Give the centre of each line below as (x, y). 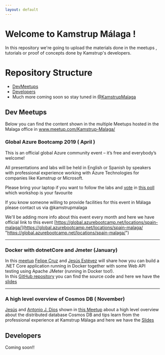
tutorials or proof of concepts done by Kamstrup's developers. (68, 53)
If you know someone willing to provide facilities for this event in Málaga (78, 202)
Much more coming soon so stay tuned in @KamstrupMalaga (74, 97)
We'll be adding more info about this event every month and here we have (80, 217)
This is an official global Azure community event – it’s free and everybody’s (81, 152)
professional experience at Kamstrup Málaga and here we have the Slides (80, 320)
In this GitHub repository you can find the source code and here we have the (82, 276)
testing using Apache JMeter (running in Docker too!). (60, 271)
